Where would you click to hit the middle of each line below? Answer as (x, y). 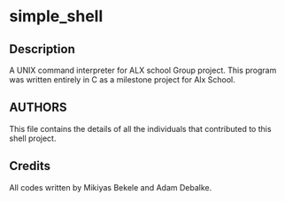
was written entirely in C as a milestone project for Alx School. (123, 80)
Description (42, 49)
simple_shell (56, 16)
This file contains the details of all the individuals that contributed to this (140, 128)
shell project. (33, 138)
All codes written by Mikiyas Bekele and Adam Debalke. (111, 187)
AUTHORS (39, 108)
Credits (30, 166)
